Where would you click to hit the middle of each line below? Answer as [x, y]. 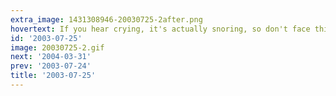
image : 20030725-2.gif [57, 47]
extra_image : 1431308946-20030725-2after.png [106, 19]
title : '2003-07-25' [53, 76]
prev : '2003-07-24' [51, 66]
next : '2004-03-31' [51, 57]
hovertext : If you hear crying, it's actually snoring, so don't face [160, 29]
